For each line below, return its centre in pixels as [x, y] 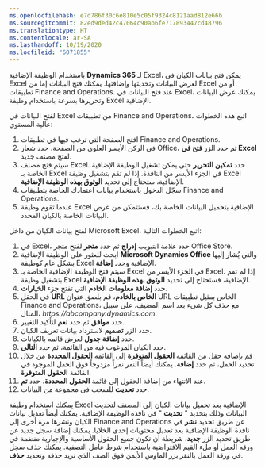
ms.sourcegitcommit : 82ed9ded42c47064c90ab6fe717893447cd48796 [116, 23]
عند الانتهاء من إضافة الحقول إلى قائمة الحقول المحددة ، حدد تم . [113, 381]
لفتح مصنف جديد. [46, 156]
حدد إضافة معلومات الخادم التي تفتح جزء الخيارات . [94, 288]
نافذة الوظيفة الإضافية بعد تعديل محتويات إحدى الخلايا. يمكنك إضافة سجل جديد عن [129, 430]
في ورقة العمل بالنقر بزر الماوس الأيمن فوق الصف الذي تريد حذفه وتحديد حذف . [126, 455]
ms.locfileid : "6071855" [50, 52]
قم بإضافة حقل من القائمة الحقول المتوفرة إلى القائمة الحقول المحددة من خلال [136, 355]
